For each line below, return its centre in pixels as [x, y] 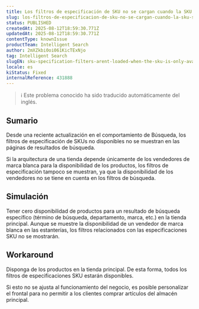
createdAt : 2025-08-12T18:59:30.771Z [53, 28]
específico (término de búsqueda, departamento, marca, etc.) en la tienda [96, 217]
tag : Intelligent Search [37, 56]
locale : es [20, 67]
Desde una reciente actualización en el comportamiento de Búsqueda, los [96, 135]
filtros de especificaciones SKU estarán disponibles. [70, 275]
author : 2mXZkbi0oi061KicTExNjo [46, 51]
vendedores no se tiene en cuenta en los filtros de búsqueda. [81, 178]
